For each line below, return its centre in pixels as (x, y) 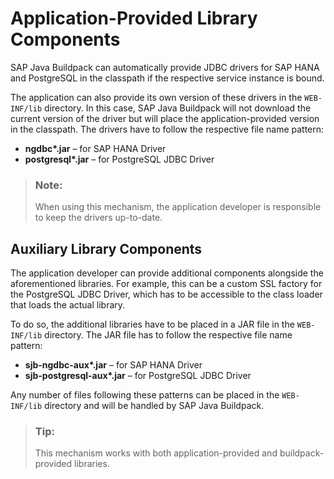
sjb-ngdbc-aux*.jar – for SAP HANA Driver (113, 365)
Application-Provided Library (134, 18)
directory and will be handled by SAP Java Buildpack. (154, 406)
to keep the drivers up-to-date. (98, 218)
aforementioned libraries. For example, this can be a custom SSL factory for (166, 284)
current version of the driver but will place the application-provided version (165, 118)
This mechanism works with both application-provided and (156, 453)
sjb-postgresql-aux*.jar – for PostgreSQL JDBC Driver (138, 376)
